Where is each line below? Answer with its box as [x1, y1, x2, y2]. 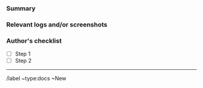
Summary [6, 4, 36, 13]
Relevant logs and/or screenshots [6, 20, 108, 28]
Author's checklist [6, 36, 62, 45]
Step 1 [14, 50, 31, 58]
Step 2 [14, 57, 32, 64]
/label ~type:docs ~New [6, 75, 66, 82]
